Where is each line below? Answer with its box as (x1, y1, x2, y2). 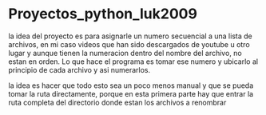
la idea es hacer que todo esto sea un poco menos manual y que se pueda (8, 81, 254, 90)
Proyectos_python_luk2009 (8, 5, 198, 23)
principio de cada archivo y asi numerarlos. (8, 65, 151, 74)
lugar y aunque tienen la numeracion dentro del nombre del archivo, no (8, 48, 242, 57)
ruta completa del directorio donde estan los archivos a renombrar (8, 97, 227, 107)
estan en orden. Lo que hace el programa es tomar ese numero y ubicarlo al (8, 57, 258, 66)
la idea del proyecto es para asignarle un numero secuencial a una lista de (8, 31, 253, 41)
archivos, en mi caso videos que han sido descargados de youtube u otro (8, 39, 250, 49)
